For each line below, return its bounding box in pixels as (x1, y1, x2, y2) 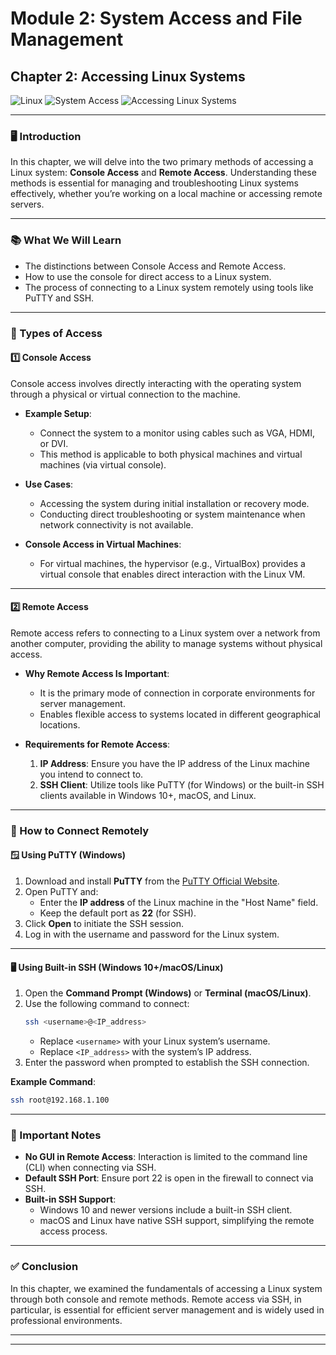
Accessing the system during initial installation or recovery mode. (39, 497, 310, 509)
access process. (39, 1225, 108, 1237)
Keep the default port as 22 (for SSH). (39, 907, 197, 919)
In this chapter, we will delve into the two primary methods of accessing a (10, 156, 314, 168)
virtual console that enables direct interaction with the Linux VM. (39, 568, 306, 580)
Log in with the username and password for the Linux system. (24, 928, 280, 941)
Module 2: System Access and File (10, 7, 303, 30)
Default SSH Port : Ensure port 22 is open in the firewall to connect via (24, 1172, 314, 1184)
